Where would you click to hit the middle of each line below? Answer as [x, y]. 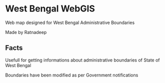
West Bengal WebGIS [50, 9]
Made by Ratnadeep [26, 32]
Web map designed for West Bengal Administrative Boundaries [70, 22]
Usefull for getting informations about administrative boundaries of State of [82, 60]
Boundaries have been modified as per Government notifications [72, 75]
